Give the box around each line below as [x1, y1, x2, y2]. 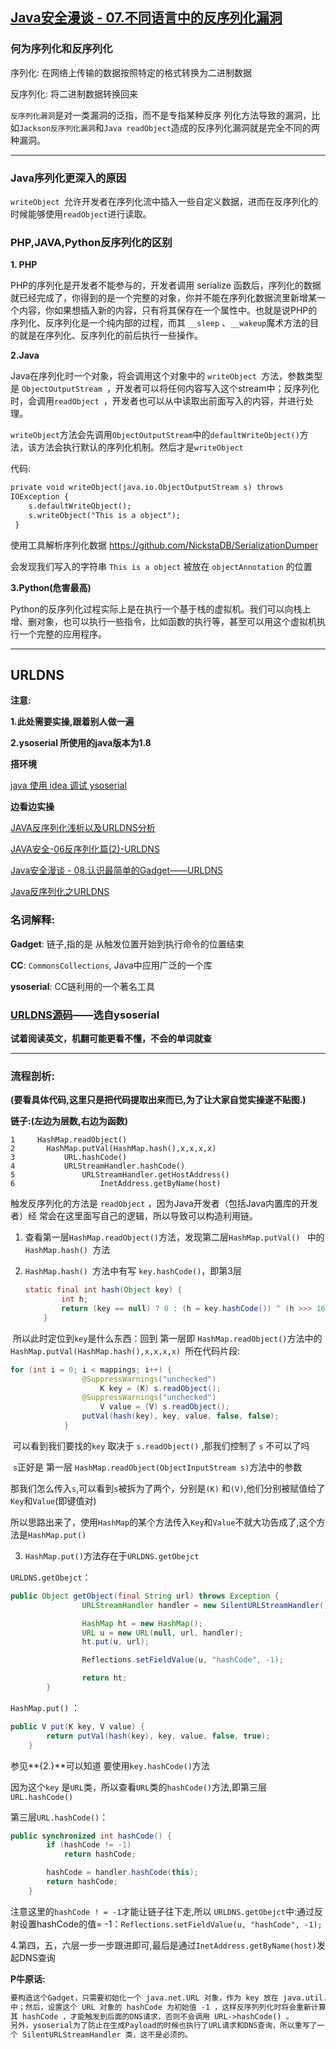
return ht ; [81, 1673, 128, 1683]
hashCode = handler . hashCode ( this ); [46, 1868, 199, 1878]
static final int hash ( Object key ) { [24, 1285, 183, 1295]
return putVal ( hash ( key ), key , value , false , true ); [46, 1731, 271, 1741]
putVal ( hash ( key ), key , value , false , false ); [81, 1411, 280, 1422]
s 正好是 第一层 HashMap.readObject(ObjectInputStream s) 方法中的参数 [12, 1461, 303, 1473]
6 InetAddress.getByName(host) [10, 1179, 222, 1189]
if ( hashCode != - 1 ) [46, 1840, 132, 1850]
